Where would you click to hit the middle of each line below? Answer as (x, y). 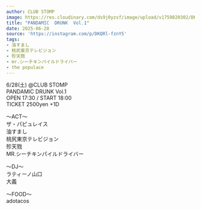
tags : (13, 39)
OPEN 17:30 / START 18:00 (39, 98)
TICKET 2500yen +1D (33, 105)
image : (14, 17)
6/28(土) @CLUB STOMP (37, 85)
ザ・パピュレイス (27, 124)
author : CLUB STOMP (31, 12)
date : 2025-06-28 (28, 28)
